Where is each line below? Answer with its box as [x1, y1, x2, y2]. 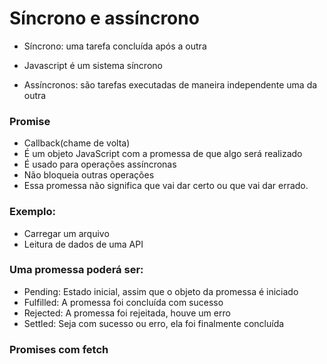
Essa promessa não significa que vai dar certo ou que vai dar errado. [23, 180, 309, 192]
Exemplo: [9, 205, 57, 219]
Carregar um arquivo [23, 227, 110, 239]
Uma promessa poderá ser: [9, 263, 144, 277]
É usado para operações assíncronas [23, 158, 177, 171]
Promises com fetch [9, 342, 109, 356]
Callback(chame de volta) [23, 137, 131, 149]
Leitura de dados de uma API [23, 238, 144, 250]
